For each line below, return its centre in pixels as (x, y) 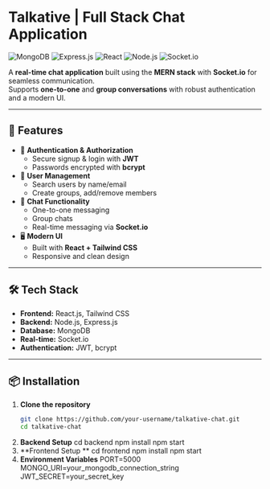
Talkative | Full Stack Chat (97, 17)
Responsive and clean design (81, 256)
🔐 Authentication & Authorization (77, 150)
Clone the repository (55, 405)
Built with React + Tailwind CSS (85, 247)
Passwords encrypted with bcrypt (89, 167)
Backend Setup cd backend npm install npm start (102, 442)
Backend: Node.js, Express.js (69, 322)
